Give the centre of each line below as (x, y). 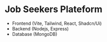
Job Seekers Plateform (54, 9)
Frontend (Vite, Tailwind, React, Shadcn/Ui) (57, 23)
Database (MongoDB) (35, 34)
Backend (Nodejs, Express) (40, 28)
